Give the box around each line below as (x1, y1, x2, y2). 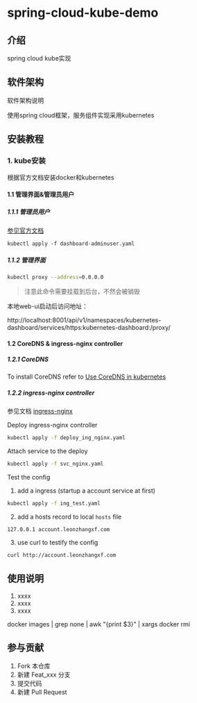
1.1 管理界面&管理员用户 (7, 190, 75, 199)
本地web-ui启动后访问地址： (7, 301, 89, 310)
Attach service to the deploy (7, 447, 88, 455)
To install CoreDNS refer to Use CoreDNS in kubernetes (7, 372, 166, 381)
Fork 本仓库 (17, 661, 51, 670)
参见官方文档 (7, 226, 44, 235)
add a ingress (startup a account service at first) (17, 487, 156, 495)
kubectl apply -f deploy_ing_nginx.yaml (7, 434, 126, 441)
